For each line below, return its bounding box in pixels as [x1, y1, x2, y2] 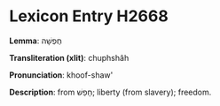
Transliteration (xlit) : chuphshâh [9, 52, 130, 63]
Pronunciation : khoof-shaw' [9, 69, 114, 80]
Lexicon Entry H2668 [9, 6, 169, 26]
